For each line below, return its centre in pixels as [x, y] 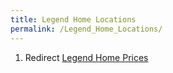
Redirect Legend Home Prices [86, 57]
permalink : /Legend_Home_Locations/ [86, 29]
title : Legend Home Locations [73, 19]
